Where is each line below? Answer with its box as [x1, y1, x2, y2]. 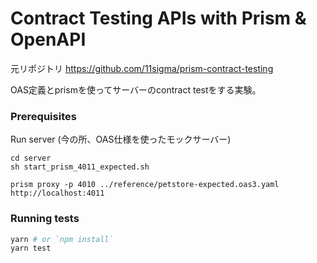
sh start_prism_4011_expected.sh [10, 162, 150, 172]
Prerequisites [10, 109, 77, 123]
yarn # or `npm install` [10, 234, 114, 244]
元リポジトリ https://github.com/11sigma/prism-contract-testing [10, 62, 274, 74]
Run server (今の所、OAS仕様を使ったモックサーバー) [10, 133, 232, 146]
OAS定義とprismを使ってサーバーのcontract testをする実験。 [10, 83, 262, 96]
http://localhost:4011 [10, 188, 105, 199]
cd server [10, 153, 52, 164]
